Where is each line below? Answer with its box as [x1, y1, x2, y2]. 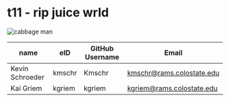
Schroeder [10, 72, 44, 81]
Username [84, 52, 120, 62]
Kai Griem [10, 84, 42, 93]
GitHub [90, 43, 114, 53]
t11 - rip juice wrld [7, 5, 110, 21]
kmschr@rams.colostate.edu [127, 68, 220, 77]
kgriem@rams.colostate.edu [127, 84, 218, 93]
